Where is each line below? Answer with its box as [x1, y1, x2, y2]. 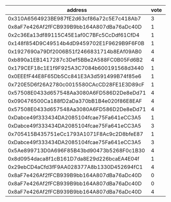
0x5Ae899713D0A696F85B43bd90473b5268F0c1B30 [8, 147, 145, 154]
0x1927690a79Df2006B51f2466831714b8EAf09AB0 [8, 48, 142, 55]
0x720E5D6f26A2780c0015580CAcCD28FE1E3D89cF [8, 81, 145, 88]
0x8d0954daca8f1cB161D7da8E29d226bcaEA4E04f [8, 155, 140, 162]
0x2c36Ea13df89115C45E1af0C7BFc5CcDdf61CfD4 [8, 31, 140, 39]
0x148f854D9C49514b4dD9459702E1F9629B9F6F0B [8, 40, 145, 47]
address [67, 7, 88, 13]
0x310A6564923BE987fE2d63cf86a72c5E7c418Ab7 [8, 15, 141, 22]
